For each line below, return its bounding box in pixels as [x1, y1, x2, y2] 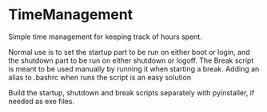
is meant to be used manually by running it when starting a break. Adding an [8, 64, 260, 73]
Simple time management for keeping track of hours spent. [8, 32, 202, 41]
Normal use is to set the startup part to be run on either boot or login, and [8, 47, 250, 56]
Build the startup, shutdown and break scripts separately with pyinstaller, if [8, 87, 255, 97]
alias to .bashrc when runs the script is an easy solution [8, 72, 192, 82]
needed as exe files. [8, 96, 74, 106]
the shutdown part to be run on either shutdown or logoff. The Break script [8, 56, 254, 65]
